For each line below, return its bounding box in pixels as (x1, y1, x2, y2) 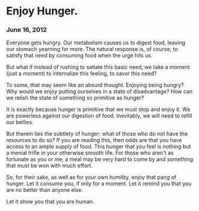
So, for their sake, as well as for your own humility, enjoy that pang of (6, 174, 177, 181)
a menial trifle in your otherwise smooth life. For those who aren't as (6, 149, 174, 156)
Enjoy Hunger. (6, 4, 78, 18)
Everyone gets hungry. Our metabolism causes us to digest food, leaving (6, 39, 185, 46)
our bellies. (6, 119, 34, 126)
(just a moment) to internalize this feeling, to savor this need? (6, 70, 157, 77)
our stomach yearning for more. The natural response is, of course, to (6, 46, 178, 53)
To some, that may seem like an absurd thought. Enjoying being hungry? (6, 82, 184, 89)
